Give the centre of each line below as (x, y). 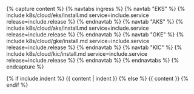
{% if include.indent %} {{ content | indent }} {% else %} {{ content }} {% (98, 79)
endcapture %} (25, 67)
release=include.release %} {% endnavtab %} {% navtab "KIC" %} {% (94, 47)
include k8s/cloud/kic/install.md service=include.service (77, 54)
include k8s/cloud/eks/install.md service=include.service (78, 15)
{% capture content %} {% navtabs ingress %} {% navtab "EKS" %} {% (96, 9)
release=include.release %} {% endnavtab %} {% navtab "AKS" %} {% (95, 22)
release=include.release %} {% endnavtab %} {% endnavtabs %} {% (93, 60)
